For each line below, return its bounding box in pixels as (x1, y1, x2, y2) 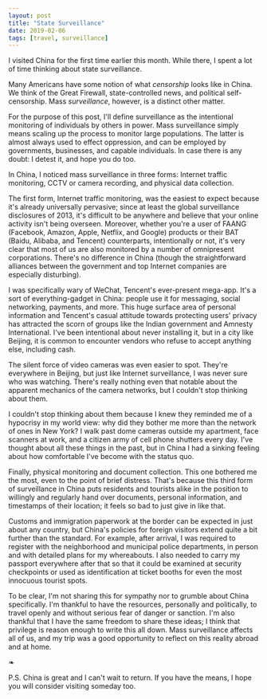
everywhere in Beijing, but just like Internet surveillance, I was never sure (8, 368, 248, 379)
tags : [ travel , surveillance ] (8, 33, 109, 42)
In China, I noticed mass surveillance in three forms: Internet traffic (8, 170, 228, 179)
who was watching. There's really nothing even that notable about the (8, 377, 238, 387)
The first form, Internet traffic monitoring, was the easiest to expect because (8, 194, 260, 203)
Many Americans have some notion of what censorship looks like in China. (8, 80, 253, 89)
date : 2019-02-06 (8, 26, 66, 34)
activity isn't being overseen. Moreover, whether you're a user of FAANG (8, 219, 247, 229)
